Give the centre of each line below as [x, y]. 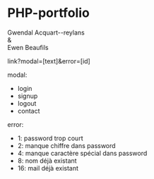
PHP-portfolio [48, 13]
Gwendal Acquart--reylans [46, 32]
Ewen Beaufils [28, 47]
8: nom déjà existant [47, 161]
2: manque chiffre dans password [66, 145]
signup [28, 96]
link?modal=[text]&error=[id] [49, 61]
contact [29, 111]
